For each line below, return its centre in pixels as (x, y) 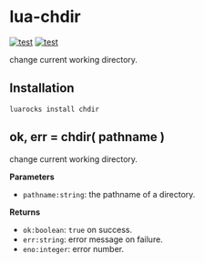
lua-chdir (45, 17)
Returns (25, 212)
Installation (42, 88)
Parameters (32, 177)
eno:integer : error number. (73, 248)
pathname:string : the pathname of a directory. (109, 194)
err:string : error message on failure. (93, 239)
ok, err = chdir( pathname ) (87, 137)
